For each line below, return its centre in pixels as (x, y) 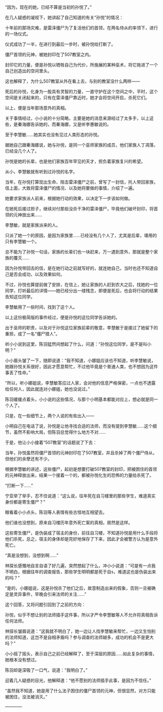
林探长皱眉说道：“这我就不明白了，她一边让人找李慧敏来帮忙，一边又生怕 (78, 631)
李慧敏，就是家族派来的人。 (33, 225)
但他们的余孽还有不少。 (28, 459)
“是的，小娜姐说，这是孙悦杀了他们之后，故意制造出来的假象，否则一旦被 (78, 588)
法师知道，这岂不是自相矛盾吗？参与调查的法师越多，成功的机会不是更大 (81, 637)
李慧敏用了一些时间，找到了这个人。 (41, 307)
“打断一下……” (19, 485)
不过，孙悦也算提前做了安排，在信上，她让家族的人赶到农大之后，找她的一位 (81, 285)
